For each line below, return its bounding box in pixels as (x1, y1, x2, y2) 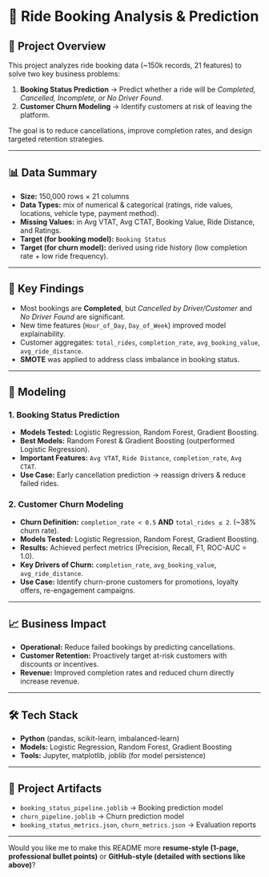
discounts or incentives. (19, 659, 99, 669)
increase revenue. (19, 676, 80, 686)
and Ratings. (19, 225, 62, 235)
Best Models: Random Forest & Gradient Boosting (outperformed (19, 436, 235, 446)
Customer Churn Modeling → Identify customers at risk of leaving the (19, 102, 252, 111)
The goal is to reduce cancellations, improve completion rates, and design (8, 126, 252, 135)
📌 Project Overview (8, 39, 106, 53)
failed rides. (19, 479, 60, 488)
